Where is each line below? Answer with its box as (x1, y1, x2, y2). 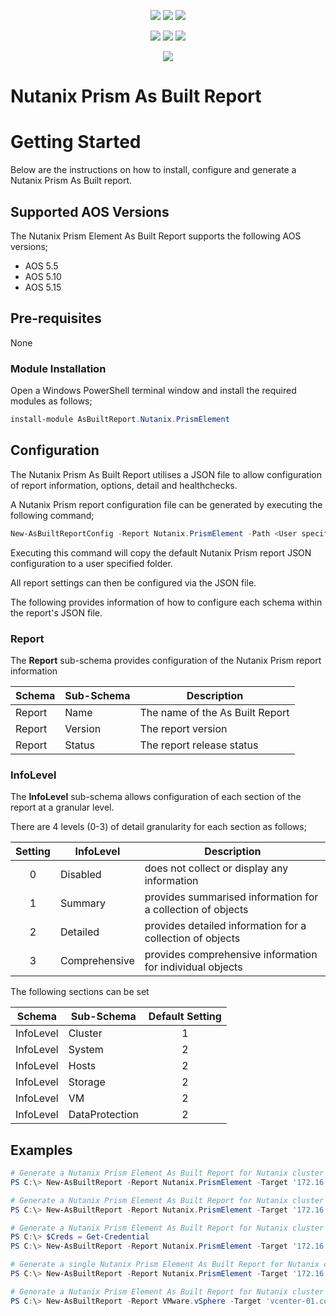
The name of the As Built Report (139, 705, 290, 719)
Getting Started (10, 131, 142, 154)
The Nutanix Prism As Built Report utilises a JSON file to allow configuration (10, 468, 322, 480)
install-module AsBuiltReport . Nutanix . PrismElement (10, 415, 230, 425)
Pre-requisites (10, 310, 102, 327)
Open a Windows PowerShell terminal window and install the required (10, 385, 297, 397)
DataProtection (68, 1108, 139, 1122)
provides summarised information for (144, 890, 319, 904)
